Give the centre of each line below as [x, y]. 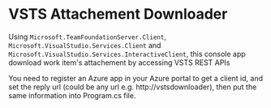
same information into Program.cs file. [72, 95]
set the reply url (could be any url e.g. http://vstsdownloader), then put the [133, 87]
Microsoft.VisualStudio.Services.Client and [85, 45]
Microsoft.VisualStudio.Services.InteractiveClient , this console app [127, 54]
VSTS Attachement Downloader [118, 14]
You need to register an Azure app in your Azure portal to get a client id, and [136, 78]
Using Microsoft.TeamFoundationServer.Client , [87, 37]
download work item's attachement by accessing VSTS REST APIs [119, 63]
